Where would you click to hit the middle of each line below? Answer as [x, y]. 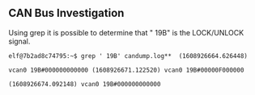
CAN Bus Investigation [66, 13]
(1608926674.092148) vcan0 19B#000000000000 [85, 84]
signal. [19, 41]
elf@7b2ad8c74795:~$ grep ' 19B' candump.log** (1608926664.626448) [128, 56]
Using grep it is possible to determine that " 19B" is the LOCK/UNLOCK [126, 32]
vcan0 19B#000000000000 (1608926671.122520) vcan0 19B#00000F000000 [126, 70]
